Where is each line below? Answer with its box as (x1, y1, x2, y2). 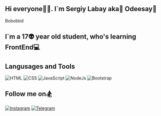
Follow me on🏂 (5, 90, 52, 98)
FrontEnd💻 (5, 43, 40, 52)
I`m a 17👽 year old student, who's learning (5, 33, 137, 41)
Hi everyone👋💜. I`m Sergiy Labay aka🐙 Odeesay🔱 (5, 5, 157, 13)
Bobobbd (5, 18, 24, 23)
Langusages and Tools (5, 62, 76, 71)
